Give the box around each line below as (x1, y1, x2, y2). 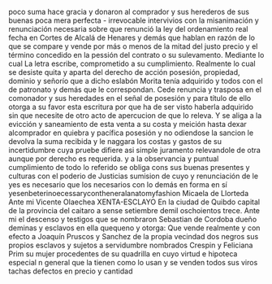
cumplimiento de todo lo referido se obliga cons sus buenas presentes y (8, 163, 250, 172)
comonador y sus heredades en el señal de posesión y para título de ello (8, 94, 252, 103)
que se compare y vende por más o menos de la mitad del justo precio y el (8, 42, 258, 51)
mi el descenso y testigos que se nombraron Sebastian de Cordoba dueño (8, 215, 257, 224)
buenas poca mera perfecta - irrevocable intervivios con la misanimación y (8, 15, 260, 25)
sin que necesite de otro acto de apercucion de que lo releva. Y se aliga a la (8, 111, 262, 120)
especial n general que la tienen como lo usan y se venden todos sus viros (8, 258, 258, 267)
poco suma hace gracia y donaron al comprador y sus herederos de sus (8, 7, 250, 16)
